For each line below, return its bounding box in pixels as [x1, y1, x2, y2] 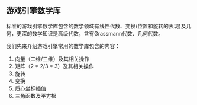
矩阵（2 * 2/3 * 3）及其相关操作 [14, 62, 95, 69]
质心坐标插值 [14, 85, 46, 92]
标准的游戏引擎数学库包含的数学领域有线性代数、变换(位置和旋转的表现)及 [6, 23, 186, 30]
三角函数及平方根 [14, 92, 57, 99]
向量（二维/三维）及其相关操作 [14, 55, 90, 62]
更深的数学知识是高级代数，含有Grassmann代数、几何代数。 [16, 30, 164, 37]
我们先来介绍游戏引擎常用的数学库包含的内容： [6, 42, 120, 49]
